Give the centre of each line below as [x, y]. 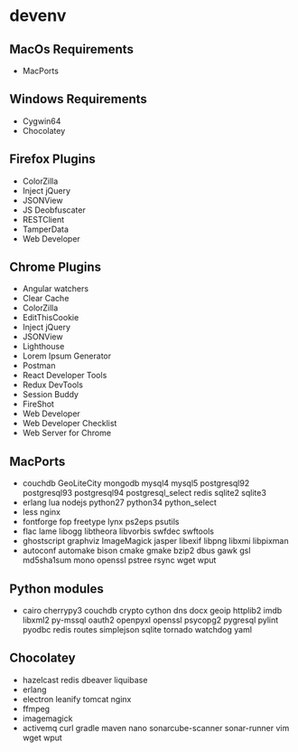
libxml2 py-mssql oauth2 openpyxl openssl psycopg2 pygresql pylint [150, 620]
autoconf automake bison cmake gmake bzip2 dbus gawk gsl [136, 551]
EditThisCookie [51, 318]
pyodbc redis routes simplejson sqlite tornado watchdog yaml [137, 630]
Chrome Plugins [56, 267]
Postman [39, 366]
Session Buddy [51, 395]
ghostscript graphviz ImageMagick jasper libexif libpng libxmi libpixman [155, 541]
